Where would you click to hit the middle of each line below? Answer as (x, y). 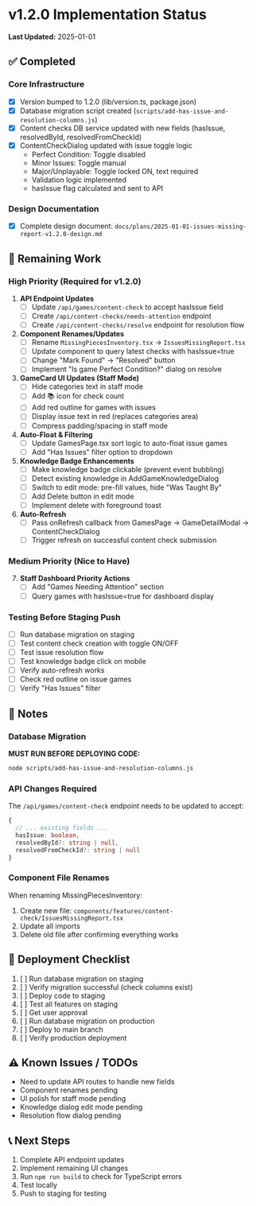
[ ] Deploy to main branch (61, 1029)
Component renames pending (68, 1090)
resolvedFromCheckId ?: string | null (78, 850)
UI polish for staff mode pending (73, 1099)
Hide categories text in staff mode (87, 386)
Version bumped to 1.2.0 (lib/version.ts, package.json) (108, 102)
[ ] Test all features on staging (69, 1004)
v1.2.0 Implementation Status (107, 15)
